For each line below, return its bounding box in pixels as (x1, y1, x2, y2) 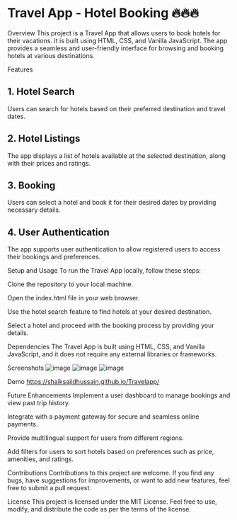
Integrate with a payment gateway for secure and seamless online (7, 412, 200, 421)
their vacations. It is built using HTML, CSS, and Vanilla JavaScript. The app (7, 36, 228, 45)
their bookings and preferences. (7, 253, 101, 261)
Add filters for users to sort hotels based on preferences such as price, (7, 448, 214, 456)
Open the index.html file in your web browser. (7, 294, 140, 303)
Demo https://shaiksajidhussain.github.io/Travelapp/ (7, 378, 160, 386)
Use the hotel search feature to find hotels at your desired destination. (7, 307, 212, 316)
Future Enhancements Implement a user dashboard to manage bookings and (7, 391, 231, 400)
